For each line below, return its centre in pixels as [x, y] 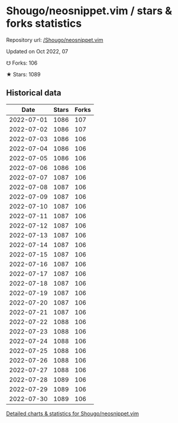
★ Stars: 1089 [23, 74]
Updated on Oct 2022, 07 [37, 51]
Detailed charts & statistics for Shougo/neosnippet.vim [72, 414]
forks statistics [44, 23]
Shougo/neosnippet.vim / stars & [89, 11]
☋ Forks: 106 [22, 63]
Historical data [34, 93]
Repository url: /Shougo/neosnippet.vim [55, 40]
